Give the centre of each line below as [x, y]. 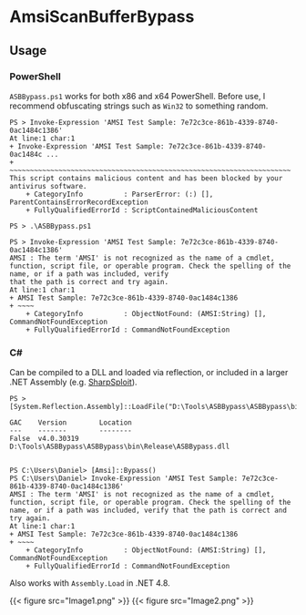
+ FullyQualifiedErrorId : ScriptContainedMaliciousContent [142, 210]
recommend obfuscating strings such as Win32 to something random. [139, 106]
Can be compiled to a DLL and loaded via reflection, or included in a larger [149, 373]
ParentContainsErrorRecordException [79, 202]
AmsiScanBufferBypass [102, 17]
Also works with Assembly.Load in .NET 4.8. [90, 583]
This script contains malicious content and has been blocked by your [146, 178]
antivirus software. [49, 186]
